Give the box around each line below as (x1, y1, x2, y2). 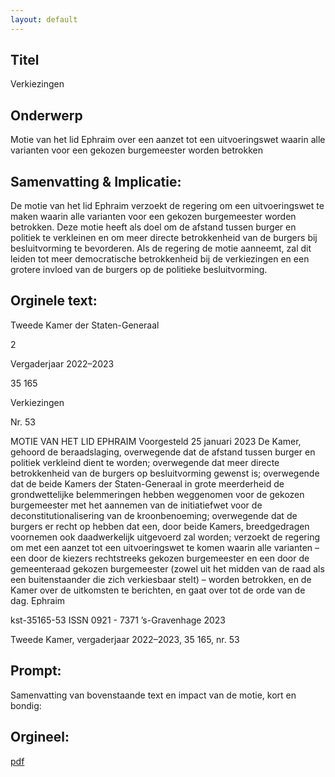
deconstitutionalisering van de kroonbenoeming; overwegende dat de (10, 509, 298, 521)
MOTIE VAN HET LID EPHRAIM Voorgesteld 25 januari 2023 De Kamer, (10, 435, 302, 447)
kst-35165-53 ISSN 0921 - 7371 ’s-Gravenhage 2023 (10, 614, 226, 626)
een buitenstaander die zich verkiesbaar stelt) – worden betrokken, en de (10, 573, 312, 585)
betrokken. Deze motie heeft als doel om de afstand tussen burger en (10, 221, 297, 233)
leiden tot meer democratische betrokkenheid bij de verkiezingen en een (10, 253, 310, 265)
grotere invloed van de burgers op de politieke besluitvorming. (10, 264, 268, 276)
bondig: (10, 699, 42, 711)
